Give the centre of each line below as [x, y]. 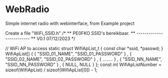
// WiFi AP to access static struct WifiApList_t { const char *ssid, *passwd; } [84, 48]
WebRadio [27, 9]
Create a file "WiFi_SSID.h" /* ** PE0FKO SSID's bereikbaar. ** [70, 33]
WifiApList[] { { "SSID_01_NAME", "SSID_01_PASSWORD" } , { [69, 54]
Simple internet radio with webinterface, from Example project [70, 23]
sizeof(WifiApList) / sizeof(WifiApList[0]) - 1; [51, 70]
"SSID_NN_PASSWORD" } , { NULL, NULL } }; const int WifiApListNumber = [83, 64]
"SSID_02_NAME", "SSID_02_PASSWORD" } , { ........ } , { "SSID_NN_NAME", [83, 59]
